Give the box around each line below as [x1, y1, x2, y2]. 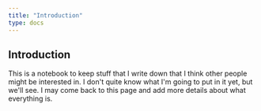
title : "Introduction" [8, 11, 83, 20]
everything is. [8, 94, 53, 103]
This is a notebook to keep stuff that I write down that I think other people [8, 68, 248, 79]
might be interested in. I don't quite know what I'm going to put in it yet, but [8, 77, 253, 87]
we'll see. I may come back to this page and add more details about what [8, 86, 247, 95]
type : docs [8, 19, 44, 27]
